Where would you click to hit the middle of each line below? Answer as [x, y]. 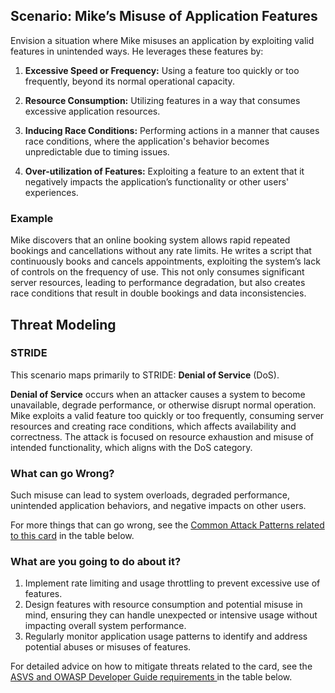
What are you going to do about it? [96, 562]
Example [32, 218]
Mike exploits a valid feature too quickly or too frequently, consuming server [167, 415]
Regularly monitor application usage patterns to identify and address [166, 636]
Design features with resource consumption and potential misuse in [163, 605]
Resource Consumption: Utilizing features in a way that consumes [162, 100]
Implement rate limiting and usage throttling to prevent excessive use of [172, 583]
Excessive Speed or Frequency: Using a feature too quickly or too [162, 70]
